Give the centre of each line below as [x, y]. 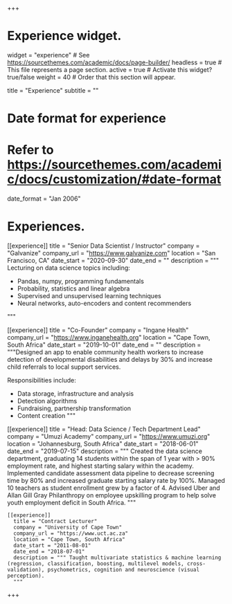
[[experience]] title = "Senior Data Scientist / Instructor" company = [104, 246]
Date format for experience [87, 119]
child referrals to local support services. [64, 367]
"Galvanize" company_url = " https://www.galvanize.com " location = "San [111, 253]
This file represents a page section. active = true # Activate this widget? [110, 69]
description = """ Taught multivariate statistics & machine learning [117, 558]
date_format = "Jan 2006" [44, 199]
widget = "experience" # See [48, 55]
